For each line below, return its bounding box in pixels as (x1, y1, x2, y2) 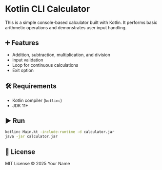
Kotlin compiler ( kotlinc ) (12, 97, 62, 103)
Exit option (12, 67, 34, 73)
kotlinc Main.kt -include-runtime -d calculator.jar (5, 130, 115, 134)
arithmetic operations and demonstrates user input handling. (5, 24, 127, 30)
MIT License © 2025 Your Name (5, 160, 70, 166)
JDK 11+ (12, 102, 28, 108)
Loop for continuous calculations (12, 62, 79, 68)
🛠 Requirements (5, 82, 57, 91)
